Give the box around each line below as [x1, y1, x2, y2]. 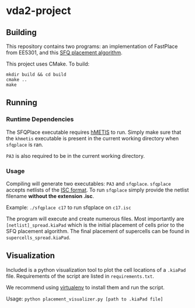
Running [6, 98, 38, 108]
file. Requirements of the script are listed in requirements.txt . [6, 272, 155, 279]
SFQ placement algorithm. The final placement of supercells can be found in [6, 227, 190, 234]
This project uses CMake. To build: [6, 60, 90, 67]
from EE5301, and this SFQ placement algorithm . [6, 49, 123, 56]
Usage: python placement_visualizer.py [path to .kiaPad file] [6, 295, 163, 302]
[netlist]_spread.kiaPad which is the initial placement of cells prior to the [6, 221, 184, 229]
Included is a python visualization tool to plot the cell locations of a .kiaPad [6, 266, 186, 273]
